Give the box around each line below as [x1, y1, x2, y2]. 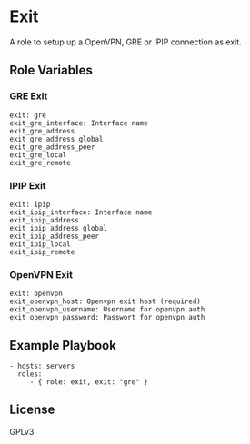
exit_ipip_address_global [9, 223, 107, 232]
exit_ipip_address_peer [9, 232, 100, 241]
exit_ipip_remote [9, 247, 75, 256]
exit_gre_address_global [9, 134, 104, 143]
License [9, 402, 55, 418]
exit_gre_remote [9, 158, 71, 167]
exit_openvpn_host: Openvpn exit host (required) [9, 297, 202, 306]
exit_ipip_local [9, 239, 71, 249]
